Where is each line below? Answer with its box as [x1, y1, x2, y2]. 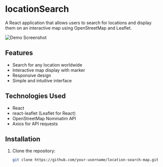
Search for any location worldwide [12, 62, 82, 67]
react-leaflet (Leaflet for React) [12, 110, 76, 116]
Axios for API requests [12, 121, 58, 127]
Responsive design [12, 72, 51, 78]
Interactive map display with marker [12, 67, 85, 73]
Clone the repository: [12, 148, 56, 154]
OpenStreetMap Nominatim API [12, 115, 77, 121]
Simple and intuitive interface [12, 77, 72, 83]
